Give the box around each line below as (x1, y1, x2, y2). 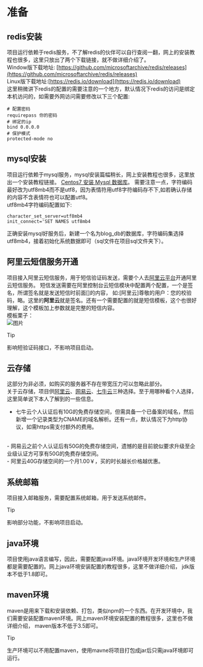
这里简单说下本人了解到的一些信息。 (7, 395, 97, 402)
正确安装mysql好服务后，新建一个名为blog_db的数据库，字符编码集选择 (7, 230, 184, 237)
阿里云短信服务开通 (7, 257, 78, 267)
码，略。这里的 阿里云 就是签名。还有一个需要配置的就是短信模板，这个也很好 (7, 297, 197, 304)
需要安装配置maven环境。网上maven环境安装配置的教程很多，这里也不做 (11, 614, 193, 622)
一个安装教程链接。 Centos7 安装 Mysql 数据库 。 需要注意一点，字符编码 (11, 178, 193, 185)
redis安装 (7, 31, 43, 42)
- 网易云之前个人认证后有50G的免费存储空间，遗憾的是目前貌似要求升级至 (7, 442, 190, 450)
